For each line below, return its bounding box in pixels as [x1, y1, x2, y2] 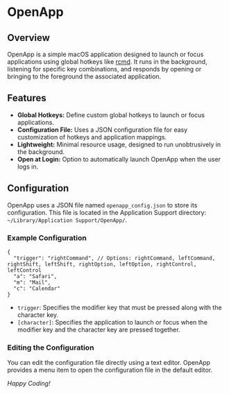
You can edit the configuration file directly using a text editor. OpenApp [7, 359, 210, 367]
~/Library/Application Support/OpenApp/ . [7, 216, 128, 224]
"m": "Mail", [13, 279, 51, 286]
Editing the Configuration [7, 343, 94, 352]
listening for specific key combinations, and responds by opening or [7, 65, 202, 73]
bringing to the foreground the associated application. [7, 72, 162, 80]
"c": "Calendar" [13, 285, 60, 292]
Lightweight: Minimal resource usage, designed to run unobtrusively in [17, 140, 221, 148]
